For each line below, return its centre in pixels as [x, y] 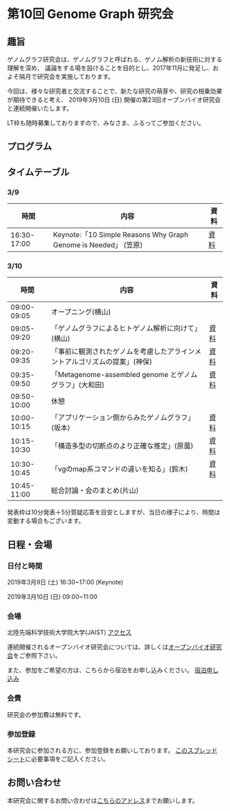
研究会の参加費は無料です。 [46, 714]
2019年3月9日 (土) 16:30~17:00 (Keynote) [65, 582]
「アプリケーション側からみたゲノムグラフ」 [123, 418]
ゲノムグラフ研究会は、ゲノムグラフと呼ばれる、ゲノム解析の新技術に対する [115, 59]
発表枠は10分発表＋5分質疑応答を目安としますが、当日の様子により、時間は [114, 512]
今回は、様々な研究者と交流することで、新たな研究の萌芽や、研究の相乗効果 [115, 91]
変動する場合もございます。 [46, 521]
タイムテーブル [38, 172]
